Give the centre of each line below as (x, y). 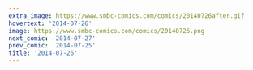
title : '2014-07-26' (43, 53)
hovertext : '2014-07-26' (50, 23)
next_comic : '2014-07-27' (52, 38)
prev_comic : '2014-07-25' (52, 46)
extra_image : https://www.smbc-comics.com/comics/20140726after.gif (126, 16)
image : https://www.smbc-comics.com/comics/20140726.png (107, 31)
